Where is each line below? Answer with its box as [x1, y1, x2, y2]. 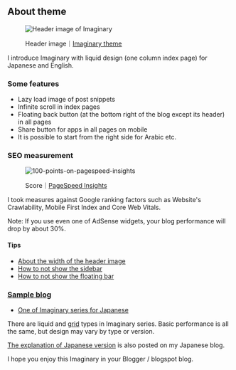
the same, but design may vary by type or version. [7, 327, 155, 335]
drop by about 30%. [7, 224, 66, 233]
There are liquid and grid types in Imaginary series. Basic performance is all [7, 319, 229, 328]
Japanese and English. [7, 60, 74, 70]
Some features [7, 78, 60, 88]
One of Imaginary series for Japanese [17, 305, 129, 314]
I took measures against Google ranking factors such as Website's [7, 196, 201, 204]
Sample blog [7, 290, 52, 300]
